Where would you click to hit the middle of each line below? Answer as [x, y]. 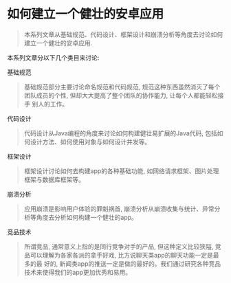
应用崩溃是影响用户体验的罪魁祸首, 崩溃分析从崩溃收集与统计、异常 [119, 208]
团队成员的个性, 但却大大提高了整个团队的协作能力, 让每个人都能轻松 [121, 95]
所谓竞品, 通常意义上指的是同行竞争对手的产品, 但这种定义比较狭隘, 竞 [122, 246]
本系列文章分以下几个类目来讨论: [53, 57]
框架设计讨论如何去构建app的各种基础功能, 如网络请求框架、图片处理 [121, 171]
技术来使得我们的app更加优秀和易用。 [78, 272]
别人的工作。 [50, 104]
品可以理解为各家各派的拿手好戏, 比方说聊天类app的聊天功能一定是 [118, 255]
